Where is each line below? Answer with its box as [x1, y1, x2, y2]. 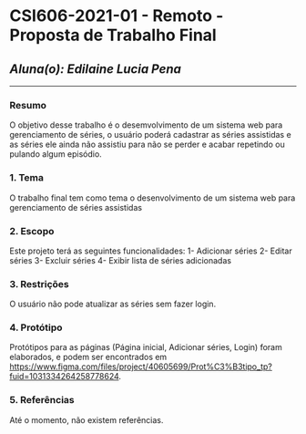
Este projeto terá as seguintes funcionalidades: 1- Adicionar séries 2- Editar [9, 245, 293, 256]
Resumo [9, 98, 47, 111]
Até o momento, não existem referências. [9, 414, 164, 425]
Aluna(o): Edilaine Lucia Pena [9, 61, 182, 77]
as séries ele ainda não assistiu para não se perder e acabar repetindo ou [9, 139, 285, 150]
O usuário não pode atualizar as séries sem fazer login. [9, 298, 217, 310]
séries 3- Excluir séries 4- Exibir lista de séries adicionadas [9, 254, 232, 265]
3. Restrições [9, 277, 70, 290]
